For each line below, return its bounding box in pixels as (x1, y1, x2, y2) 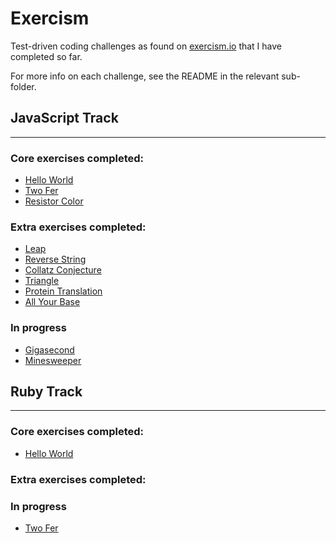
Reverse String (24, 253, 87, 266)
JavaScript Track (10, 110, 119, 127)
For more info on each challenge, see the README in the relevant (10, 70, 280, 82)
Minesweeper (24, 354, 82, 366)
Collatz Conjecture (24, 264, 102, 276)
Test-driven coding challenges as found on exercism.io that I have (10, 40, 283, 52)
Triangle (24, 275, 60, 287)
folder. (10, 80, 37, 92)
